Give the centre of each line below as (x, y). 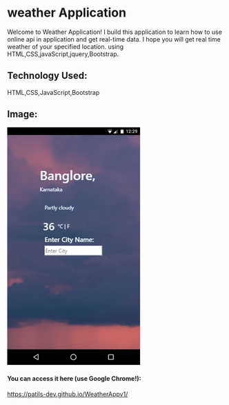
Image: (22, 115)
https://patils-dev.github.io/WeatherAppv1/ (68, 394)
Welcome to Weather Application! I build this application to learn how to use (115, 32)
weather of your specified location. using (66, 46)
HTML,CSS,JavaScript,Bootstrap (53, 92)
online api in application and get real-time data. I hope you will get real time (114, 39)
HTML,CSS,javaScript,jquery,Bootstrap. (63, 54)
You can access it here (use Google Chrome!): (74, 379)
